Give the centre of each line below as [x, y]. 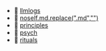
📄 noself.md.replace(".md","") [56, 18]
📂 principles [31, 25]
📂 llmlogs [27, 11]
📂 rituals [26, 40]
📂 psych [25, 32]
